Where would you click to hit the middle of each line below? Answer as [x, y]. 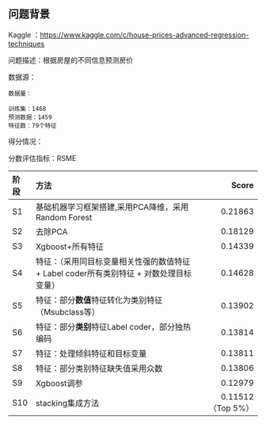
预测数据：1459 [30, 117]
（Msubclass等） [68, 311]
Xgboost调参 [59, 383]
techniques [27, 44]
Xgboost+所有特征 [70, 246]
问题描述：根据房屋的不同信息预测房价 [70, 60]
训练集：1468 [27, 109]
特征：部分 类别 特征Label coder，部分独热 [113, 327]
